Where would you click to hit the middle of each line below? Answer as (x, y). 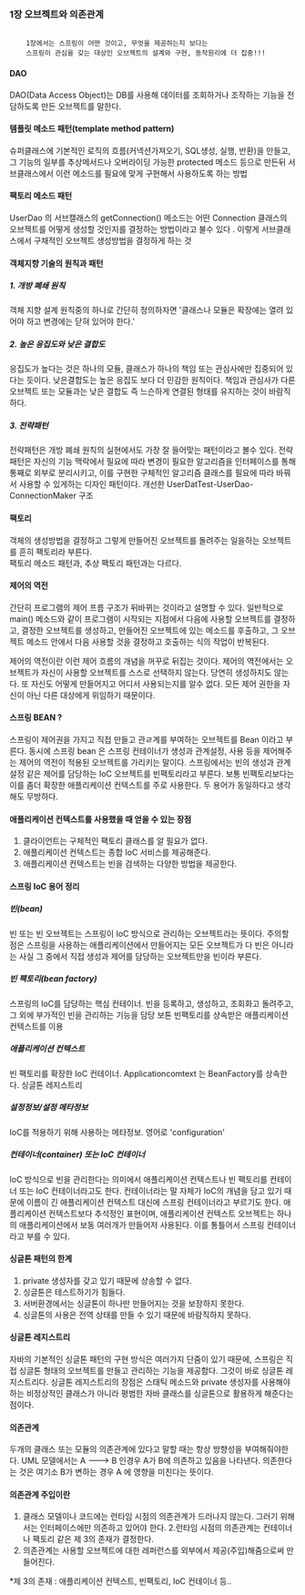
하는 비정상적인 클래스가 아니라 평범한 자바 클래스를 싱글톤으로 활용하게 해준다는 (152, 1394)
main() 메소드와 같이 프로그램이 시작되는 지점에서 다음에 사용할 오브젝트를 (140, 619)
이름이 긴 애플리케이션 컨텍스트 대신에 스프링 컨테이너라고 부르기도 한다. (154, 1202)
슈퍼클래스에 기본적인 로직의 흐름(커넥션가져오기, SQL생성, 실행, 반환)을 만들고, (150, 150)
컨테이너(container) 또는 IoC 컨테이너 (77, 1154)
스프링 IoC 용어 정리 (45, 886)
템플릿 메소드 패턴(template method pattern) (92, 128)
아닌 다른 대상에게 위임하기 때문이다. (91, 695)
